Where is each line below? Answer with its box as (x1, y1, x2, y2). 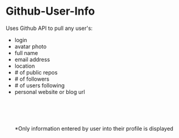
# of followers (14, 75, 50, 82)
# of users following (14, 81, 65, 89)
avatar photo (14, 43, 47, 50)
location (14, 62, 35, 70)
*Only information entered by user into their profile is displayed (14, 125, 174, 132)
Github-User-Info (5, 4, 95, 18)
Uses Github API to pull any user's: (5, 24, 93, 32)
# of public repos (14, 68, 58, 76)
